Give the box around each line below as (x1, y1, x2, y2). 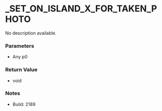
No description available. (5, 30, 57, 36)
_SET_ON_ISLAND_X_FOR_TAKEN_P (5, 3, 157, 14)
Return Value (5, 66, 38, 73)
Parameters (5, 42, 34, 49)
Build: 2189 (12, 101, 36, 107)
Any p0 (12, 54, 28, 60)
